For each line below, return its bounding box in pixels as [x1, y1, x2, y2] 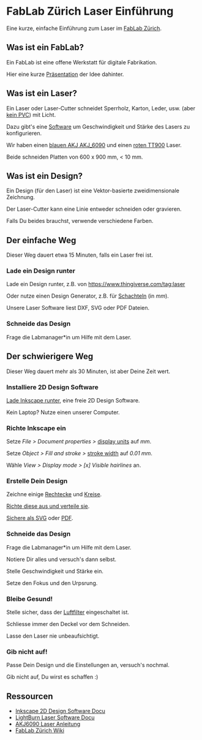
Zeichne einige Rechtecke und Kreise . [6, 491, 102, 498]
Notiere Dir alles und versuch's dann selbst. [6, 556, 117, 563]
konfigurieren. [6, 129, 42, 137]
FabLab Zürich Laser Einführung [6, 4, 174, 18]
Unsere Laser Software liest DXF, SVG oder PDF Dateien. [6, 304, 150, 312]
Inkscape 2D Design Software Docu [15, 708, 106, 715]
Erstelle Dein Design [6, 477, 68, 485]
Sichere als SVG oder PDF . [6, 515, 73, 522]
